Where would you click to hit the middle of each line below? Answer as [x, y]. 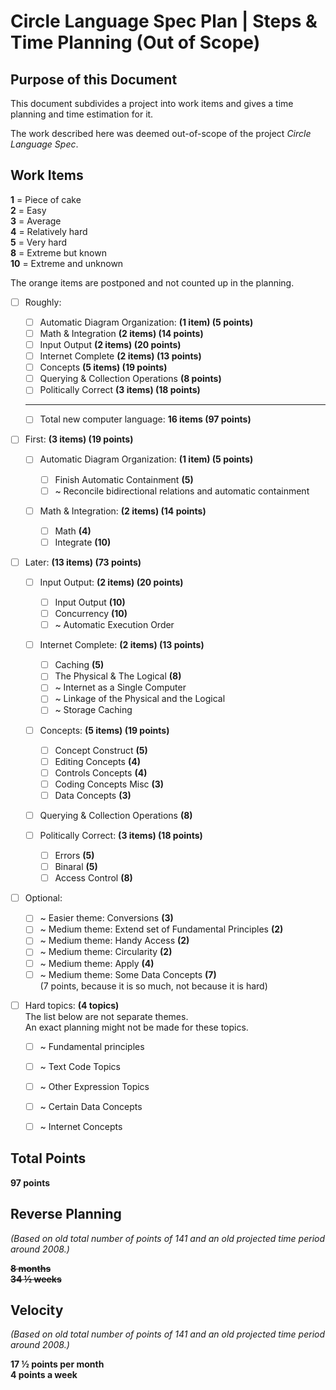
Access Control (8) [93, 878]
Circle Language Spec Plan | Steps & [164, 21]
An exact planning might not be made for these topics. [136, 1027]
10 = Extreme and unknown [67, 263]
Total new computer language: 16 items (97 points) [145, 419]
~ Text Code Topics [80, 1066]
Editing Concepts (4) [97, 761]
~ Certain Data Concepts [91, 1106]
